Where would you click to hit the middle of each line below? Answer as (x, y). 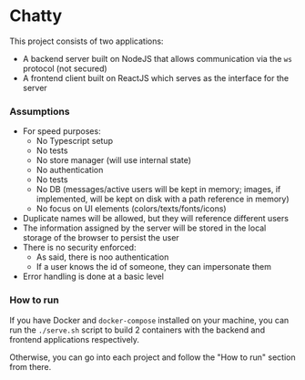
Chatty (36, 16)
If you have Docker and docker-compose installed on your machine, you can (149, 320)
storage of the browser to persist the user (101, 238)
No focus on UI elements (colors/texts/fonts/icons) (131, 209)
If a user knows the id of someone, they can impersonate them (153, 267)
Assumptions (40, 111)
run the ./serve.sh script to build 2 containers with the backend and (137, 330)
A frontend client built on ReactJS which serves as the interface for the (156, 77)
